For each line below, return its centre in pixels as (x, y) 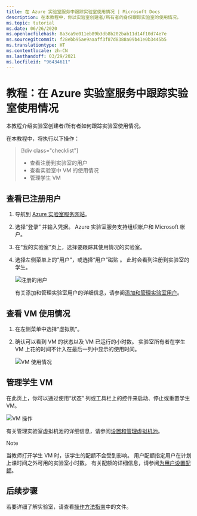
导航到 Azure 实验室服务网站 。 (53, 214)
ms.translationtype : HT (36, 45)
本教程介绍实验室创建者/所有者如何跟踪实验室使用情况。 (75, 126)
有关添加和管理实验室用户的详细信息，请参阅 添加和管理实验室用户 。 (98, 293)
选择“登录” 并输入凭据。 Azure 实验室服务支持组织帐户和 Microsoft (97, 227)
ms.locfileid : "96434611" (38, 62)
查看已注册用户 (34, 198)
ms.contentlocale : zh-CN (37, 51)
